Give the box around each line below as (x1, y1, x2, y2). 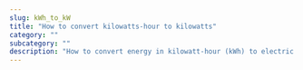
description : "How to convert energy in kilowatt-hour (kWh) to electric (9, 47, 295, 56)
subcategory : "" (9, 38, 71, 48)
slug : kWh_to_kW (9, 13, 71, 23)
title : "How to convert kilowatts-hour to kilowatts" (9, 22, 218, 31)
